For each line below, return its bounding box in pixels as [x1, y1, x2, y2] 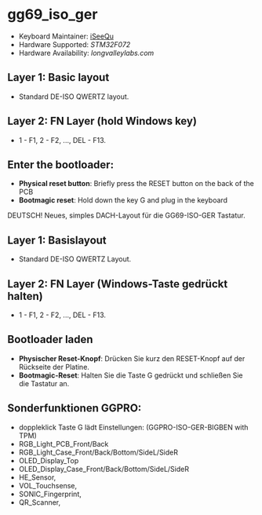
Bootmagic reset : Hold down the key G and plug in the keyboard [18, 195, 228, 205]
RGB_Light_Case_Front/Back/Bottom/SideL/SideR [18, 447, 178, 457]
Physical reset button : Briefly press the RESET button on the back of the [18, 179, 254, 188]
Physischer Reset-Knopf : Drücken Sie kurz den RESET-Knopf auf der [18, 353, 246, 363]
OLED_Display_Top [18, 455, 79, 465]
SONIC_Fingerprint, [18, 489, 82, 499]
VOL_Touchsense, [18, 480, 78, 490]
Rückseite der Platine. [18, 362, 89, 371]
